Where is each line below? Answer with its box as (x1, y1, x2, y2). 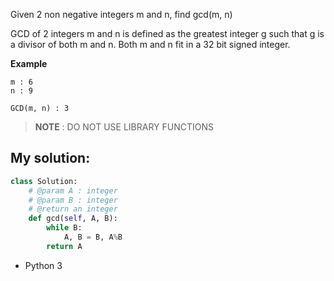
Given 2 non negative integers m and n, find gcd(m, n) (10, 9, 233, 20)
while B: (46, 223, 83, 233)
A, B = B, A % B (63, 232, 123, 243)
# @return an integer (28, 204, 118, 214)
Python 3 (24, 259, 63, 271)
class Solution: (10, 176, 78, 186)
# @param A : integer (28, 185, 118, 196)
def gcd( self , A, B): (28, 214, 118, 224)
